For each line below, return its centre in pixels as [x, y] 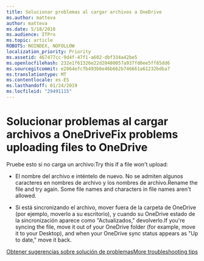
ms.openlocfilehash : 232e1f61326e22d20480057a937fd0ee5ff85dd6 [88, 63]
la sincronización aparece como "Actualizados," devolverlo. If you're [100, 220]
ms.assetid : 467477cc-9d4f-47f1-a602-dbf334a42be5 [72, 57]
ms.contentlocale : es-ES [38, 80]
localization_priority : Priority [49, 52]
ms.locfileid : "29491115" [39, 91]
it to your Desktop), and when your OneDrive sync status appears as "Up [107, 233]
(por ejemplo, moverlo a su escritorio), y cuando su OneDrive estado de [105, 213]
